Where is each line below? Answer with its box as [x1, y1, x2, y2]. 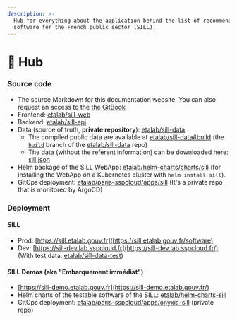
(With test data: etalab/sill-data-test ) [17, 251, 123, 259]
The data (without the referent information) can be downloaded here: [28, 148, 229, 156]
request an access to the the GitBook [17, 103, 126, 111]
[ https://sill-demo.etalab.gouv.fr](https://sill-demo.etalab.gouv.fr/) [17, 284, 209, 292]
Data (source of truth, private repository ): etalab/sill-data [17, 125, 186, 134]
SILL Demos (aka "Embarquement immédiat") [7, 267, 144, 276]
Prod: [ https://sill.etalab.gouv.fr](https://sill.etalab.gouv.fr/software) [17, 236, 214, 245]
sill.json [28, 155, 51, 163]
